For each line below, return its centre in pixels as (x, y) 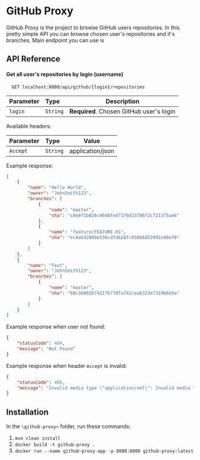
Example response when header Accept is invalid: (67, 366)
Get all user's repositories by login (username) (65, 74)
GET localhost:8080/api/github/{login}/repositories (78, 87)
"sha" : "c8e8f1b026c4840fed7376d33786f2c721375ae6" (114, 215)
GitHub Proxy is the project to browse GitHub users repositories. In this (93, 27)
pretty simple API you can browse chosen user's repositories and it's (90, 33)
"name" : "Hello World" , (57, 188)
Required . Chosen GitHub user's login (122, 111)
